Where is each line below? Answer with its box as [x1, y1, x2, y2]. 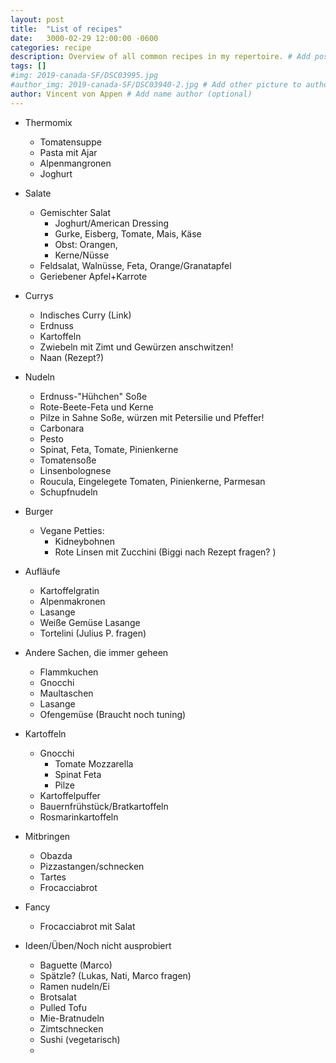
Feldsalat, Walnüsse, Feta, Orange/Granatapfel [39, 259, 232, 271]
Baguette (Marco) [39, 959, 113, 971]
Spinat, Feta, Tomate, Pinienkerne [39, 443, 179, 455]
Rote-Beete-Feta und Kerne [39, 401, 154, 413]
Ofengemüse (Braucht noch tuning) [39, 708, 187, 720]
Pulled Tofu [39, 1001, 88, 1013]
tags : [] [10, 61, 47, 71]
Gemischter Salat [39, 206, 112, 218]
